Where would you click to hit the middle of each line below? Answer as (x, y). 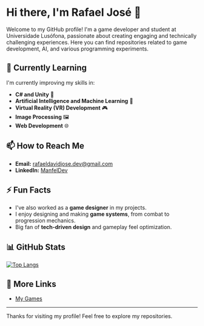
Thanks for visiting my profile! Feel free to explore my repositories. (90, 316)
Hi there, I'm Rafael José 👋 (74, 12)
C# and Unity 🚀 (35, 94)
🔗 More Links (31, 284)
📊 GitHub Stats (36, 247)
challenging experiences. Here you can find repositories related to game (97, 42)
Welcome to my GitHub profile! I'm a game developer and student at (91, 29)
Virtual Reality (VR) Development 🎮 (61, 108)
